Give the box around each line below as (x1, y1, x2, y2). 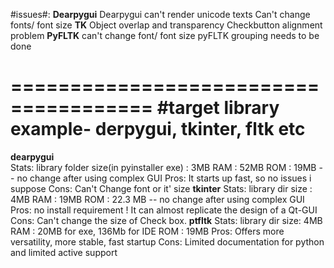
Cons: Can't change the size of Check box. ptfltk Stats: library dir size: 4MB (10, 214, 323, 226)
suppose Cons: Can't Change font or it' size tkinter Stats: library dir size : (10, 182, 313, 194)
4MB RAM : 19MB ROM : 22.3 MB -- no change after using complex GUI (10, 193, 305, 205)
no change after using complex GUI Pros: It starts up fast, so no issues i (16, 172, 312, 184)
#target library (156, 97, 280, 119)
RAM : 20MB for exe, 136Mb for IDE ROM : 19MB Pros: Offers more (10, 225, 285, 237)
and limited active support (10, 246, 118, 258)
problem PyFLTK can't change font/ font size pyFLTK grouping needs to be (10, 30, 320, 41)
